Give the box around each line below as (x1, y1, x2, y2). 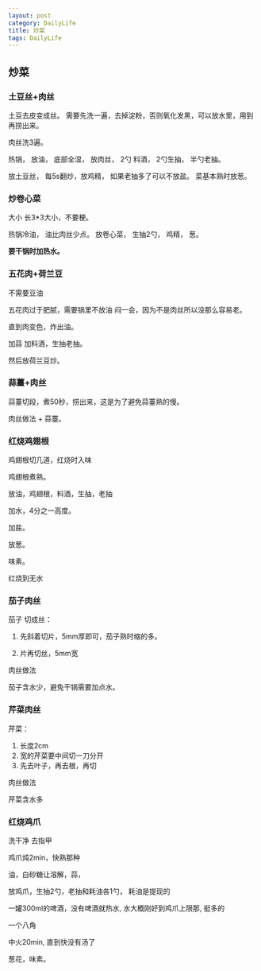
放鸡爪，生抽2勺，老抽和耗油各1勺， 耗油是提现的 (8, 887, 171, 896)
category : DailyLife (8, 19, 77, 27)
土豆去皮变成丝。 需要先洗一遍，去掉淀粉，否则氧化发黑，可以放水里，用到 (8, 111, 254, 120)
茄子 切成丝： (8, 615, 52, 624)
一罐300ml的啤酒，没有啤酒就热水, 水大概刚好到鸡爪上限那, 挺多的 (8, 903, 225, 913)
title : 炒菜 (8, 26, 45, 34)
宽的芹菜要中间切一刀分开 (19, 751, 104, 760)
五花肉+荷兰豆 (8, 268, 63, 279)
